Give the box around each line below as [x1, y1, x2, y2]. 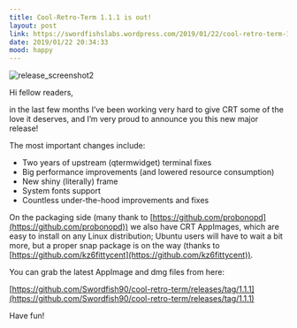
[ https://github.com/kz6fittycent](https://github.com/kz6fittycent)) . [9, 249, 254, 261]
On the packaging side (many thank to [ [9, 212, 153, 223]
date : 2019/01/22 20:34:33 [9, 37, 109, 47]
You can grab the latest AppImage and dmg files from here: [9, 267, 225, 278]
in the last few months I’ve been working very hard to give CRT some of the [9, 104, 285, 115]
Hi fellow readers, [9, 88, 73, 98]
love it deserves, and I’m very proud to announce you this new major [9, 114, 259, 125]
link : [9, 29, 29, 38]
